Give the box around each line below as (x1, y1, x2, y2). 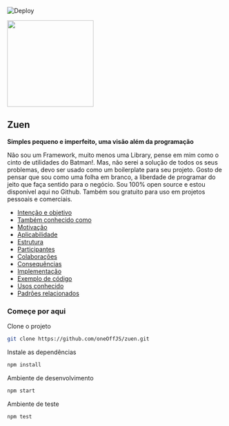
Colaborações (17, 252, 57, 261)
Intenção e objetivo (17, 208, 72, 216)
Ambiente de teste (7, 400, 60, 408)
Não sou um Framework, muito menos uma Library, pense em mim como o (7, 151, 219, 159)
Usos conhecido (17, 281, 64, 290)
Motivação (17, 223, 48, 231)
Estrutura (17, 237, 43, 246)
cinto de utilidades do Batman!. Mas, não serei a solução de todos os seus (7, 158, 219, 166)
